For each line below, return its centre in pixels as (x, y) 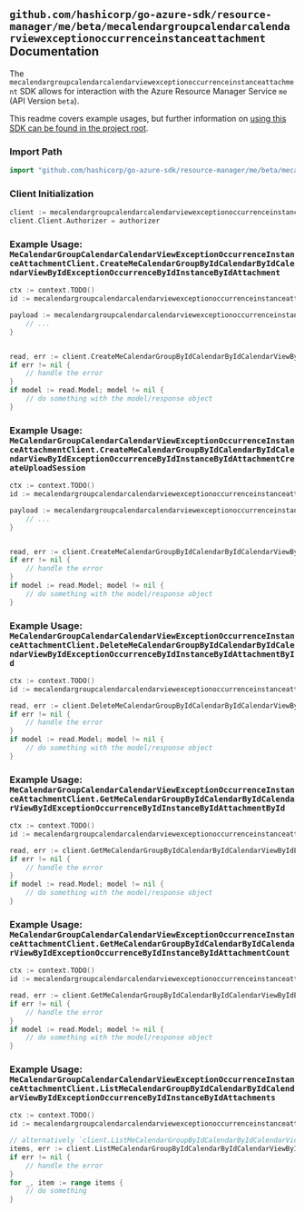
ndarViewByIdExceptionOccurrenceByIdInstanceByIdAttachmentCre (152, 458)
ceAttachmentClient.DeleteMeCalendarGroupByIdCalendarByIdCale (152, 645)
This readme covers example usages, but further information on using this (148, 118)
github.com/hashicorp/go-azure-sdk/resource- (141, 15)
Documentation (54, 51)
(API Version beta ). (44, 101)
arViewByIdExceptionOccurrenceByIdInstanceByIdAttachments (143, 1098)
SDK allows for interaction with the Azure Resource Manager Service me (153, 91)
